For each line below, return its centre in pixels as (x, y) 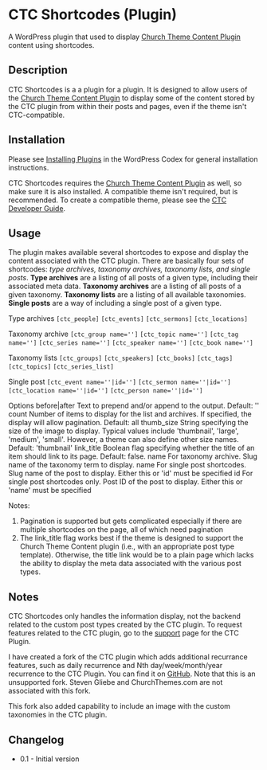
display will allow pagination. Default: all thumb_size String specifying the (128, 423)
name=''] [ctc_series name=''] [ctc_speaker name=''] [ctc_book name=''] (131, 343)
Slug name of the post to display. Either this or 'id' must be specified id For (131, 473)
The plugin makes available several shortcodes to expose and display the (128, 252)
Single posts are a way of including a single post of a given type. (115, 303)
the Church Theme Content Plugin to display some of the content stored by (132, 98)
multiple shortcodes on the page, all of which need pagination (122, 530)
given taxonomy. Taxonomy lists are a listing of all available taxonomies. (127, 295)
